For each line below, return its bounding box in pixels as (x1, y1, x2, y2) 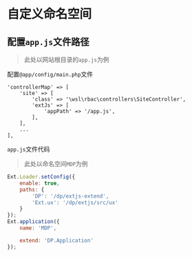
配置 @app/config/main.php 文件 (7, 70, 94, 78)
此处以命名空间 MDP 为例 (23, 160, 88, 167)
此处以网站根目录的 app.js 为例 (23, 56, 109, 63)
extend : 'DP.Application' (19, 237, 94, 244)
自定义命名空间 (7, 6, 92, 22)
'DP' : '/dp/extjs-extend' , (32, 192, 109, 200)
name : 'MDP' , (19, 225, 57, 232)
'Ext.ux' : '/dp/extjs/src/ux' (32, 199, 118, 206)
